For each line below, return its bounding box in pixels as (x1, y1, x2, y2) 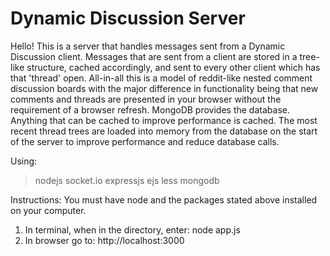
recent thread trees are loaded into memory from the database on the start (10, 125, 318, 137)
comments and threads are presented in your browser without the (10, 93, 282, 105)
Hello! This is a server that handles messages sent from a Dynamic (10, 40, 286, 52)
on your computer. (10, 204, 87, 216)
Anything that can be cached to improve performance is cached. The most (10, 114, 318, 126)
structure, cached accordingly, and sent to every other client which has (26, 61, 321, 73)
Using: (10, 155, 38, 167)
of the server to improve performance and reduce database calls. (10, 135, 280, 147)
